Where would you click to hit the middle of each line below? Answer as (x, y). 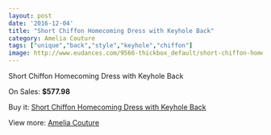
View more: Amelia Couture (54, 123)
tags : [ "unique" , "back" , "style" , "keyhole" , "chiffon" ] (101, 46)
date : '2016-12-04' (41, 23)
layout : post (30, 16)
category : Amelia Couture (52, 38)
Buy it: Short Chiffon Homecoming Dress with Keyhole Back (108, 107)
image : (19, 53)
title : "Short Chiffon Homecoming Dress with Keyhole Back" (112, 31)
